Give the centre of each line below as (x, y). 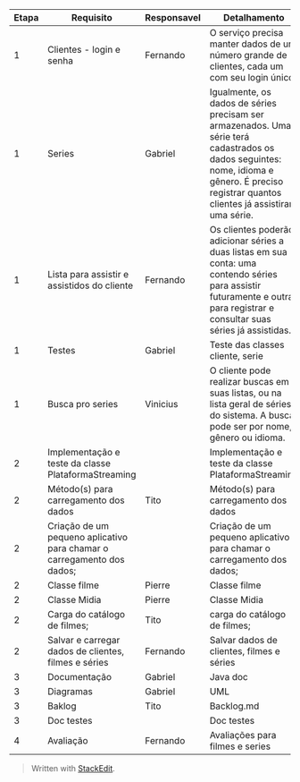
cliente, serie (236, 356)
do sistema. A (238, 415)
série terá (229, 136)
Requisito (92, 17)
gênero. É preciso (246, 181)
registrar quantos (246, 193)
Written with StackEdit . (73, 768)
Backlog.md (234, 706)
